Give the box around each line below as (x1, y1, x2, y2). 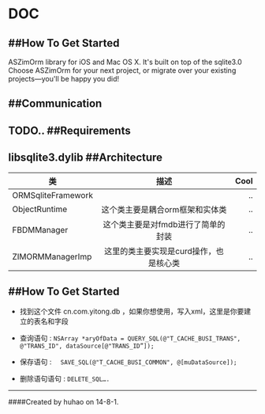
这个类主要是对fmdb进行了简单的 (103, 218, 226, 230)
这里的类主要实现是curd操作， (103, 245, 217, 256)
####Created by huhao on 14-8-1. (8, 397, 119, 407)
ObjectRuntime (12, 203, 68, 215)
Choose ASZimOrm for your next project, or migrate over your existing (8, 66, 237, 75)
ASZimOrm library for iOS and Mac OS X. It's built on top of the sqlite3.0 (8, 57, 242, 66)
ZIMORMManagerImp (12, 251, 92, 262)
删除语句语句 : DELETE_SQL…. (19, 374, 110, 384)
